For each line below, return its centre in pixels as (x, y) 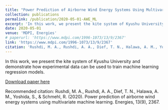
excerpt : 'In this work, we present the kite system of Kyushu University (85, 24)
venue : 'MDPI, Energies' (31, 33)
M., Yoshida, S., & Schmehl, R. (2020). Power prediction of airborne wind (80, 96)
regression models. (25, 72)
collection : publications (32, 14)
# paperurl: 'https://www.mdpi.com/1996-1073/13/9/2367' (66, 38)
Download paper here (27, 81)
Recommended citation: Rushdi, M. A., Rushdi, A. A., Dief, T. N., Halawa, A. (82, 91)
